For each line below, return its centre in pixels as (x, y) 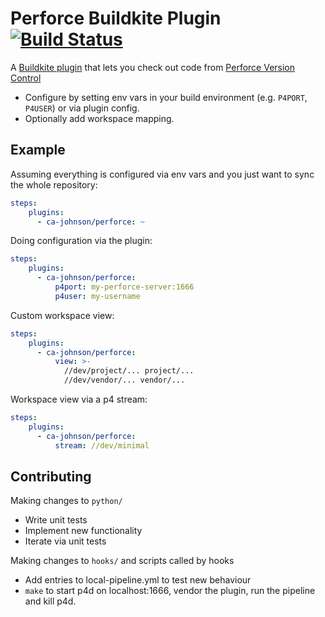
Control (26, 78)
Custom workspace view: (62, 315)
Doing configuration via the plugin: (81, 241)
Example (38, 150)
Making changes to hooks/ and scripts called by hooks (122, 561)
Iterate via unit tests (65, 541)
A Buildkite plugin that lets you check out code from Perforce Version (153, 67)
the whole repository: (54, 184)
